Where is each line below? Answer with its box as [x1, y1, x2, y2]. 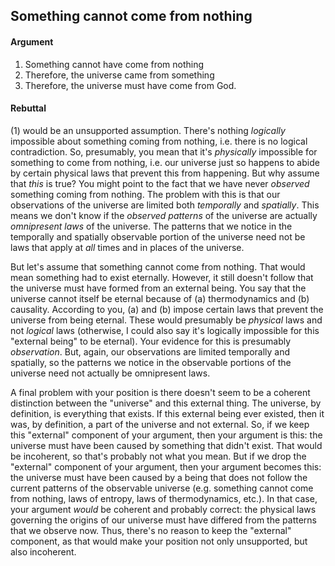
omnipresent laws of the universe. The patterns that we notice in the [10, 220, 293, 232]
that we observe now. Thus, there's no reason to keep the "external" [10, 524, 292, 536]
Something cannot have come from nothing [24, 58, 205, 70]
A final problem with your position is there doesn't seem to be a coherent [10, 386, 311, 398]
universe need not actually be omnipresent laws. [10, 367, 211, 379]
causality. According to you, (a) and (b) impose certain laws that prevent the [10, 303, 324, 315]
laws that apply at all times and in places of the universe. [10, 241, 245, 253]
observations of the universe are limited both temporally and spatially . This [10, 199, 320, 211]
